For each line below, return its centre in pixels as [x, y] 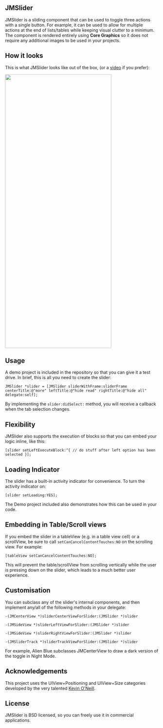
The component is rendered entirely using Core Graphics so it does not [77, 35]
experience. [17, 575]
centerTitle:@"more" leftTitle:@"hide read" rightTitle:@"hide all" [76, 391]
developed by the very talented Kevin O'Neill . [50, 688]
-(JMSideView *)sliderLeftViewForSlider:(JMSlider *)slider [67, 625]
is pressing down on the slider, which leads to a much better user [71, 570]
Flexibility [20, 425]
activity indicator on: [26, 487]
